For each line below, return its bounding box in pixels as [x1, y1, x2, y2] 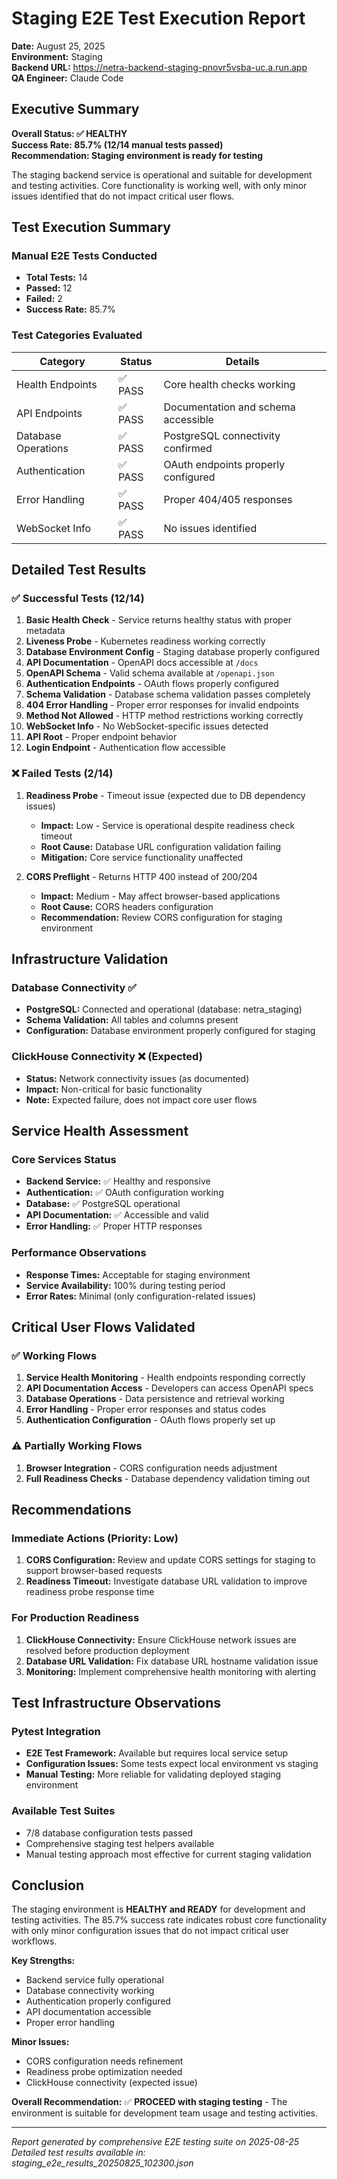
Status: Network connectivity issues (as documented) [25, 1072, 250, 1084]
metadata [25, 625, 66, 637]
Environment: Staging [11, 50, 103, 62]
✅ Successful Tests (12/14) [11, 592, 145, 606]
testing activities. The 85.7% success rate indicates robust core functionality [11, 1914, 328, 1926]
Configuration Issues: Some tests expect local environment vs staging [25, 1758, 319, 1770]
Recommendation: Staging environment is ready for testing [11, 149, 264, 161]
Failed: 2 [25, 293, 63, 305]
